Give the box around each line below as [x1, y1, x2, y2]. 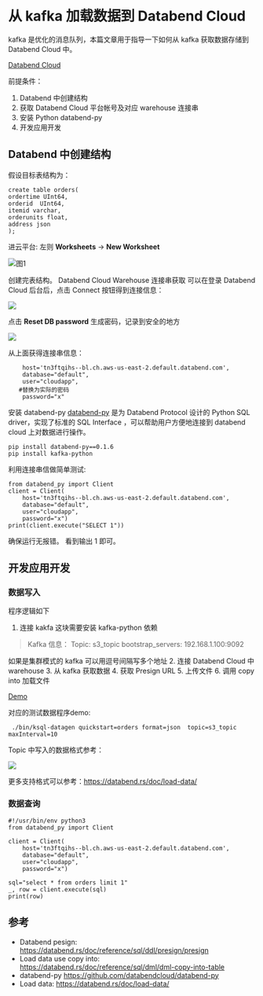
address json [8, 220, 51, 228]
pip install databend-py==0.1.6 [8, 443, 114, 450]
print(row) [8, 892, 44, 900]
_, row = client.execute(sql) [8, 885, 108, 893]
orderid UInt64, [8, 200, 65, 208]
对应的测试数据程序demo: [8, 708, 91, 718]
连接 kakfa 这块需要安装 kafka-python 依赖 [19, 623, 159, 633]
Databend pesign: [19, 937, 78, 946]
